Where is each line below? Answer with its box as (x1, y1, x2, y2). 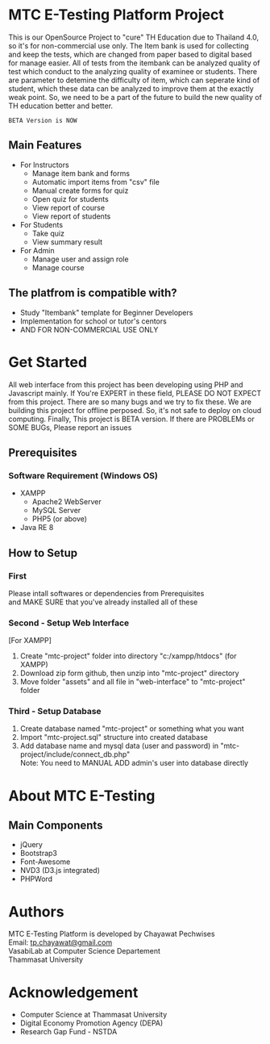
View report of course (31, 203, 106, 212)
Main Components (8, 819, 103, 833)
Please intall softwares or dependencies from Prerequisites (8, 588, 205, 598)
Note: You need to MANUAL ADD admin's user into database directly (19, 758, 248, 768)
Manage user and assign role (31, 254, 129, 264)
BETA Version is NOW (8, 116, 78, 124)
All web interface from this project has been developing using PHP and (8, 379, 243, 389)
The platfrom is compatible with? (8, 286, 177, 300)
